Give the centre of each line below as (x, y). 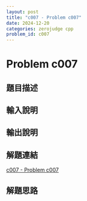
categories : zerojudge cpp (40, 29)
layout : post (22, 12)
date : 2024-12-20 (28, 23)
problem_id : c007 (28, 34)
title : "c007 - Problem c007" (44, 18)
